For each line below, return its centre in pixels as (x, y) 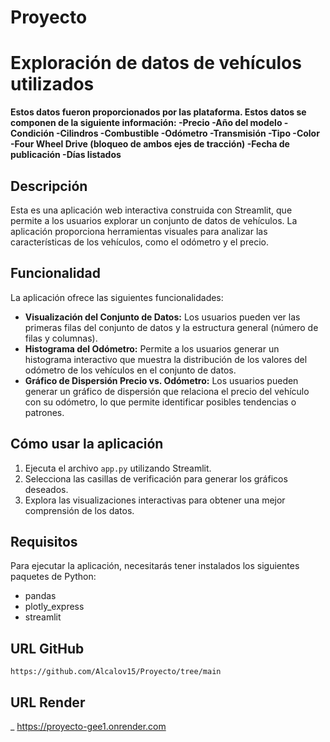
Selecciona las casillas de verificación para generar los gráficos (156, 478)
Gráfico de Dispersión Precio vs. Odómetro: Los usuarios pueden (161, 380)
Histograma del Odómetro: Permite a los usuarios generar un (152, 348)
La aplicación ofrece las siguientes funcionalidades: (117, 297)
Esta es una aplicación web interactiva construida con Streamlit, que (151, 210)
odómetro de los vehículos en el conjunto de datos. (130, 370)
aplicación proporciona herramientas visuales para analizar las (139, 231)
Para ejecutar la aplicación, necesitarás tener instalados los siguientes (155, 566)
